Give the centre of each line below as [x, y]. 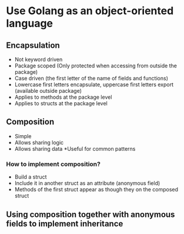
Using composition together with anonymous [91, 214]
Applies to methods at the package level [63, 97]
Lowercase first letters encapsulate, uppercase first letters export [94, 84]
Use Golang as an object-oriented [90, 11]
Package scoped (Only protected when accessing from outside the [96, 66]
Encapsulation [33, 45]
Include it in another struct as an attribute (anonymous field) [87, 183]
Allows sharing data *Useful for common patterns [75, 148]
